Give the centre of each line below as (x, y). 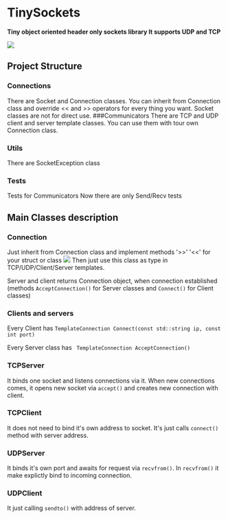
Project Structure (45, 66)
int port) (21, 335)
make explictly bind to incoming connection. (70, 476)
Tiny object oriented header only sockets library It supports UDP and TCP (114, 32)
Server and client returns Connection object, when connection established (112, 281)
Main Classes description (63, 217)
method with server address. (48, 435)
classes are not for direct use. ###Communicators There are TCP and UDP (113, 116)
